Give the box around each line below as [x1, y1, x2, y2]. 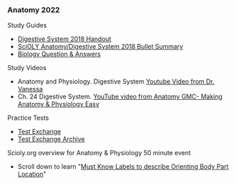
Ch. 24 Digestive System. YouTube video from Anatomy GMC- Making [17, 92, 223, 101]
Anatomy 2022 [7, 5, 60, 15]
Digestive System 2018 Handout [17, 35, 112, 43]
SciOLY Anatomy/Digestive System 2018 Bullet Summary [17, 43, 184, 51]
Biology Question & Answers [17, 50, 101, 58]
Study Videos [7, 64, 47, 72]
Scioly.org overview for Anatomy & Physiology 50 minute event [7, 149, 191, 157]
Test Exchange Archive [17, 135, 85, 143]
